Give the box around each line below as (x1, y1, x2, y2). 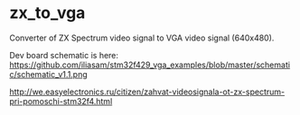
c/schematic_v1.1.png (9, 68, 88, 79)
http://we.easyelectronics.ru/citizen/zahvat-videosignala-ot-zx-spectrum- (9, 86, 286, 97)
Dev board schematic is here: (9, 49, 119, 60)
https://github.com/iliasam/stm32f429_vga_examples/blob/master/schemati (9, 59, 291, 70)
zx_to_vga (9, 3, 86, 23)
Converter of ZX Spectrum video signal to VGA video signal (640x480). (9, 32, 275, 43)
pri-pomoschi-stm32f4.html (9, 95, 113, 106)
